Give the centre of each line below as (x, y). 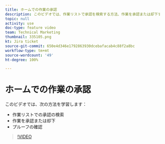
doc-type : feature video (30, 28)
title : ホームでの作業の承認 (31, 10)
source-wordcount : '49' (29, 55)
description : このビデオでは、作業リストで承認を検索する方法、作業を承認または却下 (82, 14)
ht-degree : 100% (22, 60)
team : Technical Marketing (33, 32)
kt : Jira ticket (22, 42)
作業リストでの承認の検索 (38, 115)
